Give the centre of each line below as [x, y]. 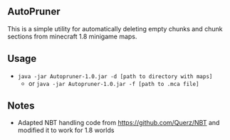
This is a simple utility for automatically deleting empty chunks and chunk [115, 28]
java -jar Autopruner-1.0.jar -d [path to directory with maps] [115, 76]
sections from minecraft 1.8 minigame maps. [72, 36]
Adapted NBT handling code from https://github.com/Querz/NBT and [119, 123]
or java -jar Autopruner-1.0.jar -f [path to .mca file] [114, 83]
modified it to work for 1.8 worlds [66, 130]
